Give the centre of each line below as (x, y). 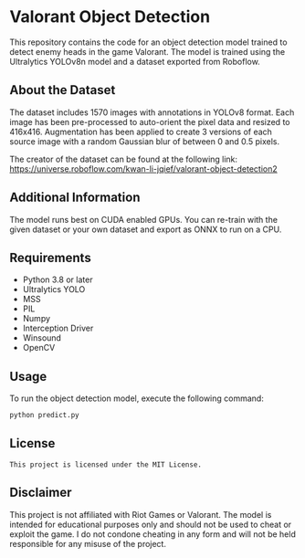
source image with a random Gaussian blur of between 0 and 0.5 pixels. (145, 141)
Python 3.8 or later (58, 279)
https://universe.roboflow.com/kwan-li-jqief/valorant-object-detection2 (143, 168)
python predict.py (44, 416)
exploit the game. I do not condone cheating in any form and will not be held (153, 534)
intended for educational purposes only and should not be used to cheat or (151, 524)
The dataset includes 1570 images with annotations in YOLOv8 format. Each (152, 112)
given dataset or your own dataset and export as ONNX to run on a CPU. (146, 229)
